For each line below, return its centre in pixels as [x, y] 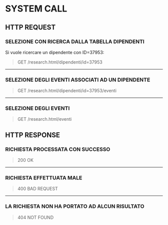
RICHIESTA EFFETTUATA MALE [44, 178]
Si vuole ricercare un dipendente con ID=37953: [55, 52]
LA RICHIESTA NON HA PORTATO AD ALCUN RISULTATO [75, 206]
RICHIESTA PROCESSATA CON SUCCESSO [58, 149]
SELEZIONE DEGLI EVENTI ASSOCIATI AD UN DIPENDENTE [78, 80]
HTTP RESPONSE [32, 135]
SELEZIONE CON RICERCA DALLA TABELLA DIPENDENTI [75, 42]
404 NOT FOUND [35, 217]
